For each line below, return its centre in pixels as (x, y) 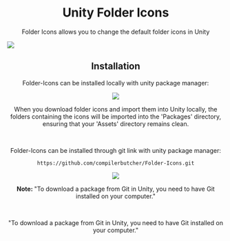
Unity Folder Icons (116, 13)
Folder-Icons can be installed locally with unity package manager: (116, 83)
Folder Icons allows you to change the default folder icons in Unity (116, 32)
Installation (116, 66)
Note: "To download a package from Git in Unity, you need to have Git (116, 189)
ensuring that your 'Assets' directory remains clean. (116, 124)
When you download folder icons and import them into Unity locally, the (116, 109)
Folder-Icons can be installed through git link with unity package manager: (116, 150)
